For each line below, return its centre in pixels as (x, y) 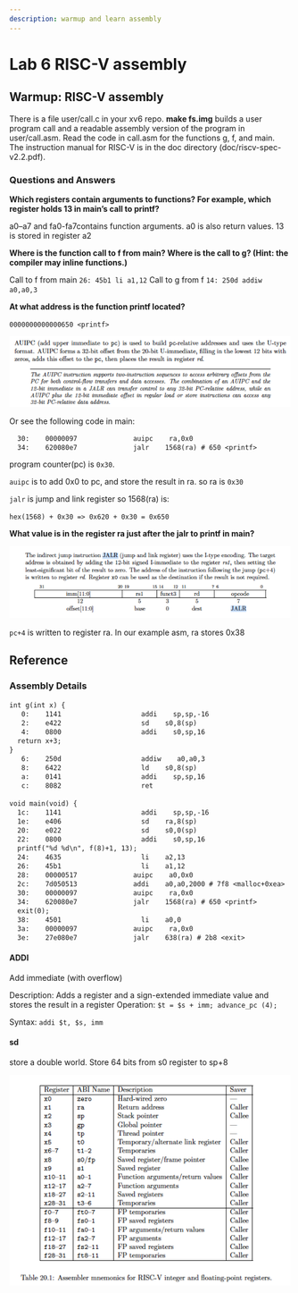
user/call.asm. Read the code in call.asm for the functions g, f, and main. (142, 138)
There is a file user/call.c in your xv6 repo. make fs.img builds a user (136, 118)
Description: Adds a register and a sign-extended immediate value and (139, 995)
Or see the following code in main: (72, 421)
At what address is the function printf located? (97, 306)
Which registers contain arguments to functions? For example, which (141, 199)
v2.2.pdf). (28, 156)
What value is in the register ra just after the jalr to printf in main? (132, 534)
